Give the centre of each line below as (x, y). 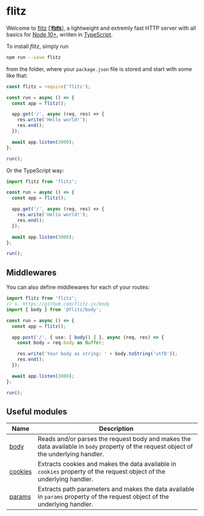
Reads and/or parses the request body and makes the (114, 439)
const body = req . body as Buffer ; (61, 343)
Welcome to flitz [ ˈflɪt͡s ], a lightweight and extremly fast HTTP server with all (101, 28)
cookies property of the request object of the (101, 472)
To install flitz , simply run (37, 46)
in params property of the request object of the (103, 497)
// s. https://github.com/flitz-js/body (58, 304)
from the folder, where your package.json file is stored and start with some (99, 69)
